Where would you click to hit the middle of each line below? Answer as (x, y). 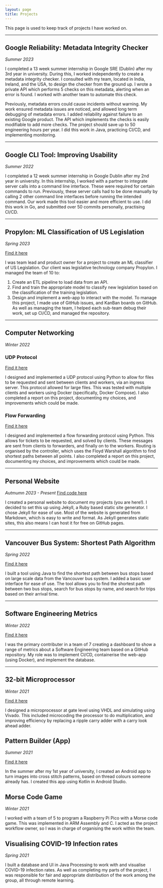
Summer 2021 (19, 752)
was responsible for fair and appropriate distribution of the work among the (80, 875)
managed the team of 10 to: (33, 273)
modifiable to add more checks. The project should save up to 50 (70, 125)
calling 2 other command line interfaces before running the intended (73, 197)
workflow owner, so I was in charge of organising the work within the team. (80, 828)
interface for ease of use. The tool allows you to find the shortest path (75, 583)
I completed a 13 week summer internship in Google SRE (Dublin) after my (79, 69)
